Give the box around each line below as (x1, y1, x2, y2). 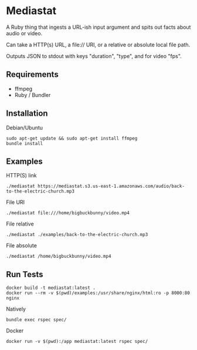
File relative (6, 220, 34, 227)
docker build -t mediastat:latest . (6, 285, 96, 291)
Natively (6, 305, 26, 312)
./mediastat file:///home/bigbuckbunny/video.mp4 (6, 210, 130, 216)
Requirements (6, 69, 59, 80)
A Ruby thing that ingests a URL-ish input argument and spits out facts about (6, 23, 191, 31)
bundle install (6, 140, 43, 146)
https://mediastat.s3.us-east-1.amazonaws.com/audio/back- (37, 183, 185, 189)
